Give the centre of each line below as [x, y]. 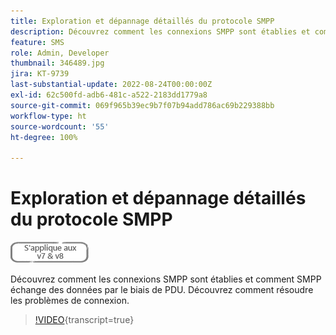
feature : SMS [37, 42]
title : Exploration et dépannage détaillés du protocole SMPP [142, 21]
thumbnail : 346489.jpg [57, 63]
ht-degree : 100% [44, 137]
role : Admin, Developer [60, 53]
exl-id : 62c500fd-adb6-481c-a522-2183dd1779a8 [109, 95]
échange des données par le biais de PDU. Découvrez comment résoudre [162, 290]
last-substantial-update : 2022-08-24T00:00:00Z [111, 85]
